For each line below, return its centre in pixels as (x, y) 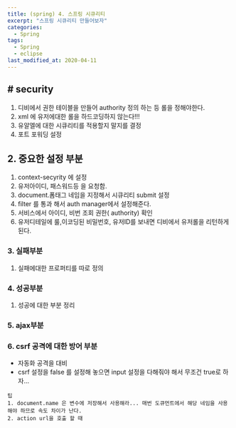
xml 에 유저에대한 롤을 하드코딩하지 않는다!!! (79, 116)
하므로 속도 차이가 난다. (51, 411)
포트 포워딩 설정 (39, 134)
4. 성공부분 (25, 288)
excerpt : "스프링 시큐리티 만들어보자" (58, 21)
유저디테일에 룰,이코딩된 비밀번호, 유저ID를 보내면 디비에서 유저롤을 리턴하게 (123, 222)
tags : (15, 41)
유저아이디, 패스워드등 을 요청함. (62, 186)
